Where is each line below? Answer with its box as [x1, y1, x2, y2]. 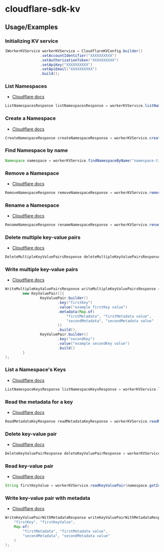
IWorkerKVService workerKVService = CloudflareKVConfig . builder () [5, 48, 143, 53]
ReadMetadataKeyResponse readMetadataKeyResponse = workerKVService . [5, 419, 150, 424]
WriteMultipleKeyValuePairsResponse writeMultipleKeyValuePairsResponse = [5, 287, 161, 292]
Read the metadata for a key [5, 398, 73, 405]
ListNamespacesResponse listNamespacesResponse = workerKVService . [5, 104, 145, 108]
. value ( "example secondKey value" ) [57, 341, 130, 346]
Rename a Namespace [5, 202, 60, 209]
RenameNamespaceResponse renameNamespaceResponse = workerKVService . [5, 222, 150, 228]
